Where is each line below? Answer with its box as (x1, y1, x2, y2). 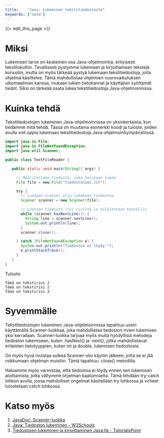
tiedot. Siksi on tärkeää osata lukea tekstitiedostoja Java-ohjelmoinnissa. (5, 85, 153, 92)
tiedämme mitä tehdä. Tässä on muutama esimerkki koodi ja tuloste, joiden (5, 124, 157, 130)
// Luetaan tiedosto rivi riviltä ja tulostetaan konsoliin (20, 207, 147, 212)
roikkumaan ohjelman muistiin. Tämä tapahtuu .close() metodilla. (5, 357, 136, 364)
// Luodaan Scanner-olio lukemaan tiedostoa (20, 194, 114, 198)
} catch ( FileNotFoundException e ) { (16, 239, 94, 244)
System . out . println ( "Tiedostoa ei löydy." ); (20, 243, 114, 248)
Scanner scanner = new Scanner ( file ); (20, 198, 100, 203)
